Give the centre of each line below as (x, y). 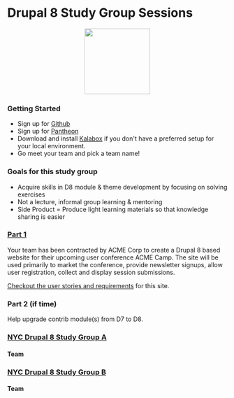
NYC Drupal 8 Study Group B (57, 372)
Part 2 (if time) (32, 304)
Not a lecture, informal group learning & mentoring (90, 201)
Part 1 (17, 234)
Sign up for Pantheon (48, 132)
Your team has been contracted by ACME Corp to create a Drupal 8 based (114, 250)
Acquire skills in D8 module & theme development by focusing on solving (122, 187)
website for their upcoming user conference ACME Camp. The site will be (113, 257)
